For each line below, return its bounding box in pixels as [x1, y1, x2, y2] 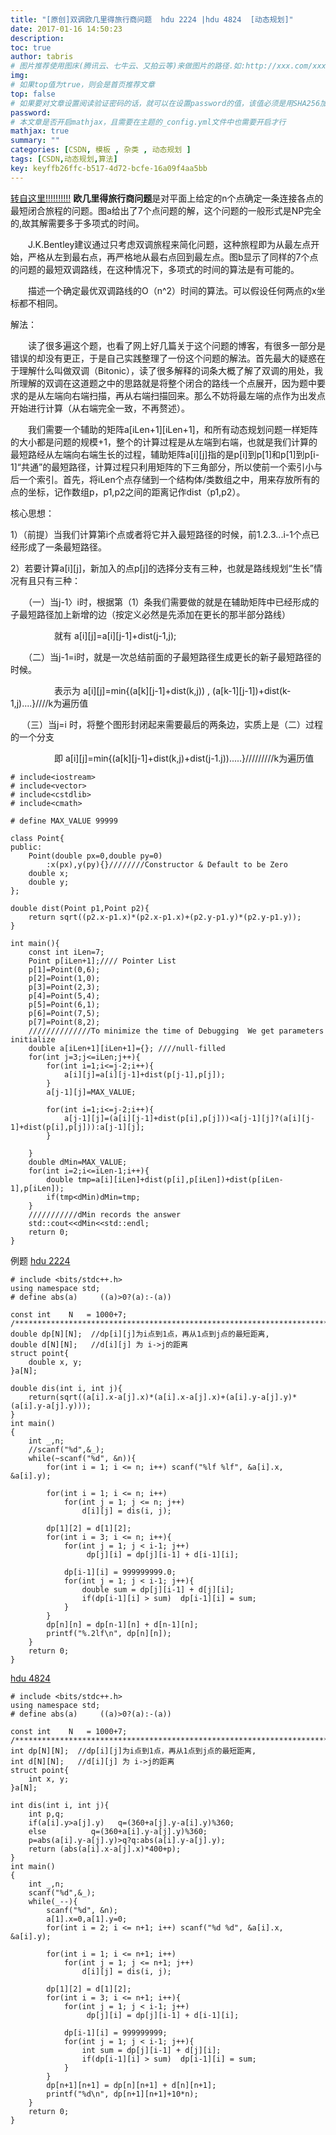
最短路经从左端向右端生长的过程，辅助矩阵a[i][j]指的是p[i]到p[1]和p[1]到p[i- [10, 448, 320, 460]
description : [10, 33, 65, 43]
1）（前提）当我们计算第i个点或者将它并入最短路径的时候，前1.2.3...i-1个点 [10, 528, 311, 540]
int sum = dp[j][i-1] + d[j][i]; [81, 2045, 222, 2055]
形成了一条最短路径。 [18, 541, 107, 553]
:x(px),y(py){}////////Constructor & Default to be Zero [46, 859, 288, 870]
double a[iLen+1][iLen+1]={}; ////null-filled [28, 1043, 226, 1053]
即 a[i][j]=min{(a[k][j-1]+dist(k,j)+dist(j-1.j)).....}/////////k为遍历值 [53, 752, 315, 764]
